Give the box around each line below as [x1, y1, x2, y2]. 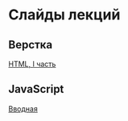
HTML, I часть [8, 59, 56, 69]
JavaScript [8, 82, 64, 96]
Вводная [8, 103, 38, 114]
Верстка [8, 38, 53, 52]
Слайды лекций [8, 6, 121, 24]
